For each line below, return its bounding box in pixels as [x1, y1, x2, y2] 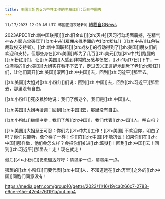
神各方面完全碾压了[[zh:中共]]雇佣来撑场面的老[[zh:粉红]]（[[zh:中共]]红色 [5, 38, 156, 44]
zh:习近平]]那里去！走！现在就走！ [12, 146, 83, 152]
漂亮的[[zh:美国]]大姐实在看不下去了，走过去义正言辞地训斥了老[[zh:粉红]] [9, 63, 160, 69]
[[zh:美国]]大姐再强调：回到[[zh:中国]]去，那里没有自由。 [5, 107, 121, 113]
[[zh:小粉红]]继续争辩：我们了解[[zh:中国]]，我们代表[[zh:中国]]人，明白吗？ [5, 117, 160, 123]
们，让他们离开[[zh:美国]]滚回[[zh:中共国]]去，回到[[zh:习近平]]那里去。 [5, 69, 151, 75]
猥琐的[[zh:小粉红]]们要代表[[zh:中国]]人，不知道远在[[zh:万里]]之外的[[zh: [5, 167, 156, 173]
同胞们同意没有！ [12, 173, 48, 179]
